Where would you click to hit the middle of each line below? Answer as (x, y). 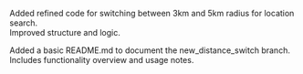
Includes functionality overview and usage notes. (102, 60)
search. (24, 23)
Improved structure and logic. (65, 32)
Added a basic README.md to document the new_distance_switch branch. (150, 50)
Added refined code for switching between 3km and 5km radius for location (152, 13)
